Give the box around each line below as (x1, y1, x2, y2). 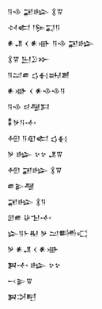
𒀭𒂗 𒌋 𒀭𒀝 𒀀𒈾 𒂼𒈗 (7, 39, 95, 48)
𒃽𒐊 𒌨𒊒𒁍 (7, 55, 51, 63)
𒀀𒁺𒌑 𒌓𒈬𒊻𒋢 (7, 71, 70, 79)
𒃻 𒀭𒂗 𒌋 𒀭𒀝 (7, 245, 60, 254)
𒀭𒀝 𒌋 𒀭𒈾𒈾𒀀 (7, 86, 66, 95)
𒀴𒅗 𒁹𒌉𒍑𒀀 (7, 23, 61, 32)
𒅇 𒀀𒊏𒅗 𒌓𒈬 (7, 134, 68, 143)
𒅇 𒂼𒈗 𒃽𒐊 (7, 166, 62, 174)
